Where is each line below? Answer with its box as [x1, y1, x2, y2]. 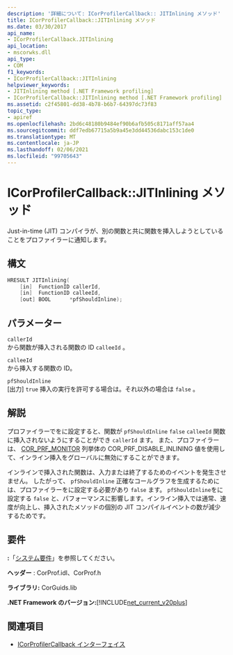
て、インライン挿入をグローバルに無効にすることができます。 [7, 453, 183, 461]
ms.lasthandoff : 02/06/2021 [7, 146, 89, 153]
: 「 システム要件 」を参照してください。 [7, 553, 119, 562]
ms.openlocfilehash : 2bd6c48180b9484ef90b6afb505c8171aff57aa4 [7, 120, 195, 128]
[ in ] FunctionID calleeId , [19, 290, 101, 297]
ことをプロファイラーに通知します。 [7, 235, 111, 244]
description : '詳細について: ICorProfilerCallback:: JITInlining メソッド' [7, 10, 221, 17]
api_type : [7, 56, 36, 63]
